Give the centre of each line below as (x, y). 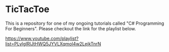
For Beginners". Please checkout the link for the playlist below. (71, 28)
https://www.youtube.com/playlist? (42, 38)
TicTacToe (27, 9)
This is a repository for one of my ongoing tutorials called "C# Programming (85, 23)
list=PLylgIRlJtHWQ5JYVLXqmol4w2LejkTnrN (53, 43)
